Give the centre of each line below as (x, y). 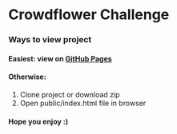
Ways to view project (50, 40)
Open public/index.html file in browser (83, 103)
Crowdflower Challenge (89, 15)
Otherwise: (27, 77)
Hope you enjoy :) (38, 121)
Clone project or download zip (70, 94)
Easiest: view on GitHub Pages (60, 58)
